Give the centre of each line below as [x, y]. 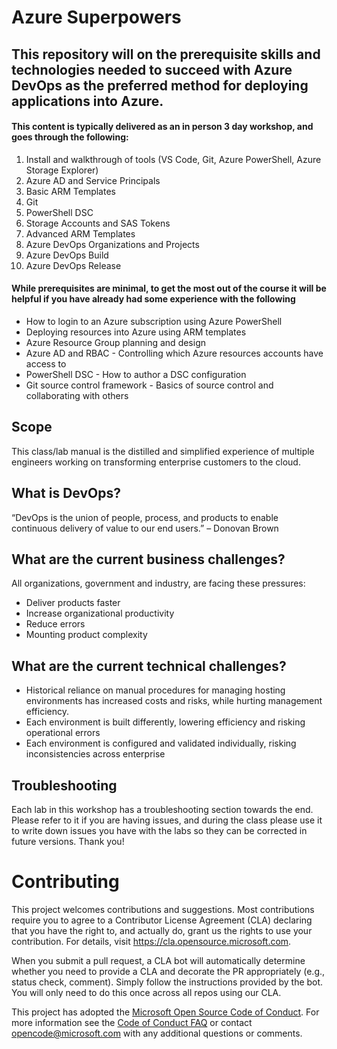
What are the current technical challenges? [149, 666]
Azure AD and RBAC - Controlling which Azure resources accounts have [174, 353]
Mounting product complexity [86, 635]
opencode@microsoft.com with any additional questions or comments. [157, 1033]
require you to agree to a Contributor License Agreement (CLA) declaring [162, 920]
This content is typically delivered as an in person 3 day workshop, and [162, 127]
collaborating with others [77, 395]
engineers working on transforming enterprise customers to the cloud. [156, 462]
